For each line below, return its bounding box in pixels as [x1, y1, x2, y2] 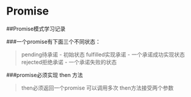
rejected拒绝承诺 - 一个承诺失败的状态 [21, 58, 117, 65]
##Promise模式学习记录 [6, 25, 66, 32]
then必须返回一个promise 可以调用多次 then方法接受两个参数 [21, 84, 174, 92]
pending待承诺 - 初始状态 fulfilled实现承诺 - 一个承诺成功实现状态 [21, 50, 186, 58]
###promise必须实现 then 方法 [6, 71, 83, 78]
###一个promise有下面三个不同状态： [6, 38, 101, 45]
